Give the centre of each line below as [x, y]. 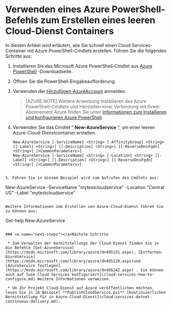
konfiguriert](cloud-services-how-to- [113, 274]
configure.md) [20, 279]
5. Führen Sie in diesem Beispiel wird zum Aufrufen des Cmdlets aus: [82, 178]
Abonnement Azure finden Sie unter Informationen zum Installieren [96, 112]
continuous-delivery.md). [33, 301]
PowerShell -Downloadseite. [42, 71]
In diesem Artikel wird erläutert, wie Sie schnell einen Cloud [68, 45]
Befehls [22, 20]
